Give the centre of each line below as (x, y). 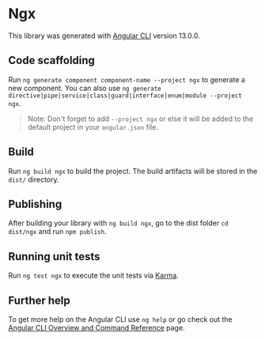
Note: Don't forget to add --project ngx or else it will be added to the (140, 119)
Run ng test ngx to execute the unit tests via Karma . (94, 276)
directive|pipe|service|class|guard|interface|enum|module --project (125, 96)
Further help (40, 300)
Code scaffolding (51, 60)
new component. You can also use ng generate (85, 88)
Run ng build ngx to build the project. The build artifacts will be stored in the (133, 171)
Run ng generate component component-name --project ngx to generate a (127, 79)
